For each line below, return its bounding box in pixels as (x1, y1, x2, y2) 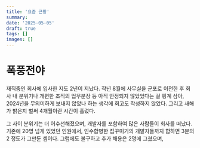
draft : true (6, 25, 36, 32)
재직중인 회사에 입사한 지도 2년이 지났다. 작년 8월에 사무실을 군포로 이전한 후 (6, 85, 184, 92)
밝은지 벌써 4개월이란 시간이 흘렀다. (12, 107, 96, 114)
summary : (6, 14, 28, 20)
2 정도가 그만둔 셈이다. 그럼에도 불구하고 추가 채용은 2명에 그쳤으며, (6, 135, 164, 142)
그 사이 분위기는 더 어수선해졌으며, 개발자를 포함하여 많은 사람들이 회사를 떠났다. (6, 120, 193, 127)
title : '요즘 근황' (6, 8, 50, 15)
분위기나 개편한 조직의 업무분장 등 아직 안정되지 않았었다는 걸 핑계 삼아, (19, 92, 184, 99)
